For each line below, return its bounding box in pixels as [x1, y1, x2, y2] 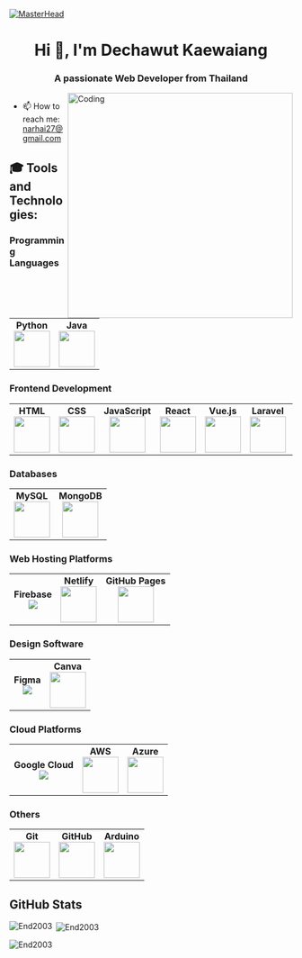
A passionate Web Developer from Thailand [53, 72, 249, 85]
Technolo [9, 193, 63, 208]
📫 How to [22, 101, 60, 112]
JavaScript [103, 404, 151, 417]
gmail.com [22, 133, 61, 144]
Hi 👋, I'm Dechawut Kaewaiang [34, 41, 268, 60]
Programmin [9, 234, 65, 247]
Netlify [64, 574, 94, 587]
